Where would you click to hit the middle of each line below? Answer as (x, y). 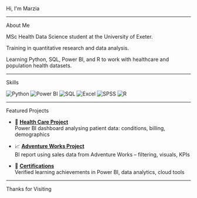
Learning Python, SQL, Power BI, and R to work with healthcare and (88, 59)
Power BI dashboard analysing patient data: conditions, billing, (90, 128)
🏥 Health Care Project (41, 122)
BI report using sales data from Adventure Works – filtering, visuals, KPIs (102, 154)
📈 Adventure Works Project (50, 146)
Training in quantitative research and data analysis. (68, 48)
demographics (32, 134)
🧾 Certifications (34, 166)
